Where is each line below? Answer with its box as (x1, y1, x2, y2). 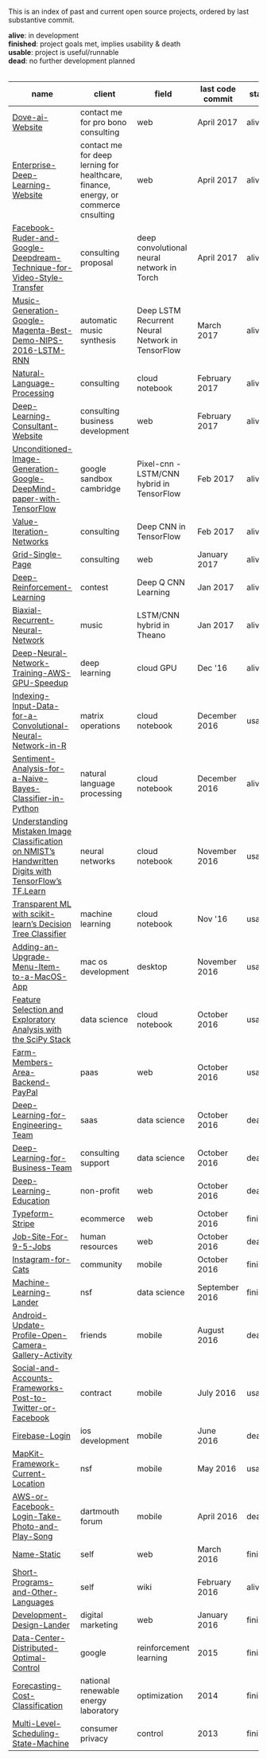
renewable (79, 1685, 120, 1696)
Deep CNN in (137, 521, 186, 532)
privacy (79, 1733, 109, 1744)
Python (12, 803, 40, 813)
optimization (137, 1690, 184, 1701)
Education (12, 1195, 50, 1206)
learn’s (12, 919, 37, 929)
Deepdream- (12, 253, 62, 263)
